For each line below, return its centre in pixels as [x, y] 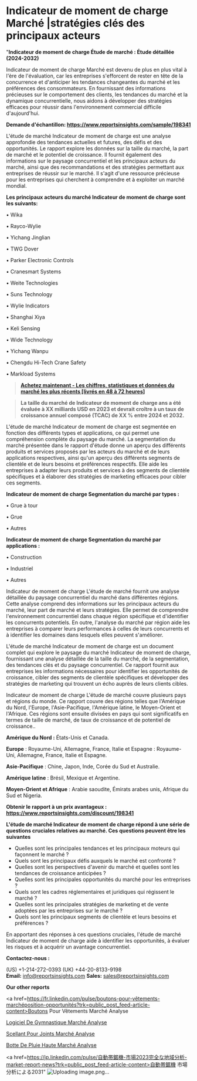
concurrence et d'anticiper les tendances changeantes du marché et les [93, 82]
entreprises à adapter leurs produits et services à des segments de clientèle [98, 470]
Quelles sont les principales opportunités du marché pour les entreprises [103, 879]
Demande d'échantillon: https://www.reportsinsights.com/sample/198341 [98, 124]
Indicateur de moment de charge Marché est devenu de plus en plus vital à [96, 69]
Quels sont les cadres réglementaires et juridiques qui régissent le [94, 892]
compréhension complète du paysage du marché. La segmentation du [91, 439]
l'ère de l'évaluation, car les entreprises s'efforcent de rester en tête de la [95, 76]
